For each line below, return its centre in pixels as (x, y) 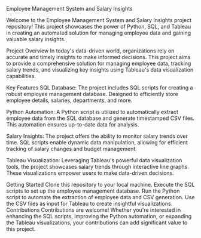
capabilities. (21, 76)
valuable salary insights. (36, 39)
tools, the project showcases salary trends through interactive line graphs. (98, 167)
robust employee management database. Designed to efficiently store (92, 94)
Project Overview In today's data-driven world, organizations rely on (90, 51)
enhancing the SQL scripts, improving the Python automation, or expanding (99, 216)
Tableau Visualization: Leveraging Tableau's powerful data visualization (94, 160)
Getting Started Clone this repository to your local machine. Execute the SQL (100, 185)
